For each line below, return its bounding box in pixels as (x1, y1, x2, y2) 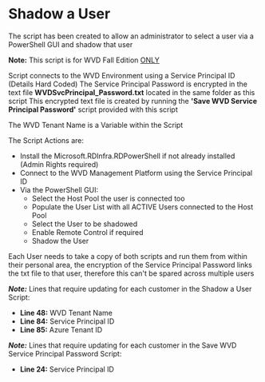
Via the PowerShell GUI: (19, 185, 99, 194)
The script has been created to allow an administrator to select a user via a (8, 31, 254, 41)
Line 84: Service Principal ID (19, 316, 115, 326)
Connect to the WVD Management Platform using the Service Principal (19, 168, 253, 177)
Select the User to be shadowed (31, 219, 138, 229)
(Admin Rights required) (19, 159, 99, 169)
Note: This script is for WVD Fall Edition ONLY (8, 55, 160, 65)
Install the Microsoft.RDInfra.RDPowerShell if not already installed (19, 151, 235, 161)
